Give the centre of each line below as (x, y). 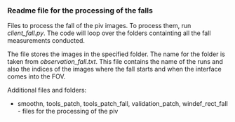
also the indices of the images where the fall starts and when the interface (115, 69)
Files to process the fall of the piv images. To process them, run (99, 26)
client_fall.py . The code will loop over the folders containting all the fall (109, 33)
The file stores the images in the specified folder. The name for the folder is (116, 54)
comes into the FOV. (36, 76)
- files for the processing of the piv (68, 111)
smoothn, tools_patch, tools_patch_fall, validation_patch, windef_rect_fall (122, 104)
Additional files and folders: (47, 90)
